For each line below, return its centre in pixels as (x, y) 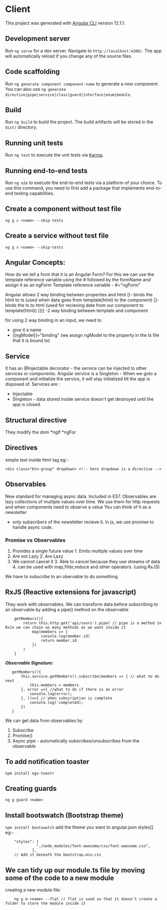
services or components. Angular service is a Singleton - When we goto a (81, 374)
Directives (21, 448)
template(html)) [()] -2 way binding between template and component (77, 311)
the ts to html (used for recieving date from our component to (81, 305)
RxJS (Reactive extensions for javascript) (71, 592)
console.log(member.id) (66, 636)
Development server (38, 39)
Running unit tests (34, 143)
